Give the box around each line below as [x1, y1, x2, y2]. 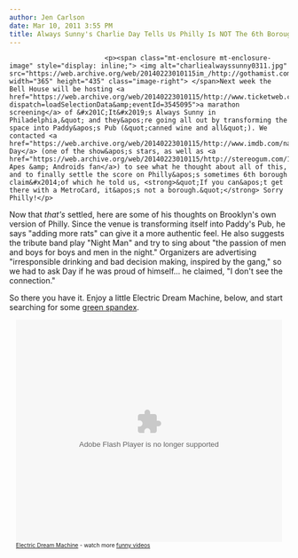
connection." [9, 275, 56, 286]
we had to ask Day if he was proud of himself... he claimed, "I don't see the [9, 266, 284, 276]
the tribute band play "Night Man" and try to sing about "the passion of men [9, 237, 286, 249]
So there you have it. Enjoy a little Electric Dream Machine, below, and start [9, 292, 284, 303]
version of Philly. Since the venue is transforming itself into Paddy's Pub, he [9, 219, 286, 229]
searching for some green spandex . [9, 302, 140, 313]
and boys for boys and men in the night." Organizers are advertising [9, 247, 257, 258]
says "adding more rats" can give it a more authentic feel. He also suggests [9, 228, 286, 239]
